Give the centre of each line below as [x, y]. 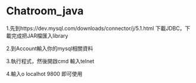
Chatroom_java [45, 11]
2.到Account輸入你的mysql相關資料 [50, 48]
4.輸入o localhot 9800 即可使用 [44, 73]
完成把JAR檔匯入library [40, 36]
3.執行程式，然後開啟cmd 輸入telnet [50, 61]
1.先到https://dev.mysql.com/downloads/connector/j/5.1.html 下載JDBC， [96, 28]
